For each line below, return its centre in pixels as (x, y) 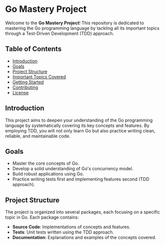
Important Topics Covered (39, 77)
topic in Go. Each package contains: (42, 217)
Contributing (25, 87)
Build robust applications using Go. (48, 174)
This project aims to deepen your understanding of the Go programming (79, 120)
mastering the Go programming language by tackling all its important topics (82, 28)
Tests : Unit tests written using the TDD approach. (63, 232)
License (20, 92)
